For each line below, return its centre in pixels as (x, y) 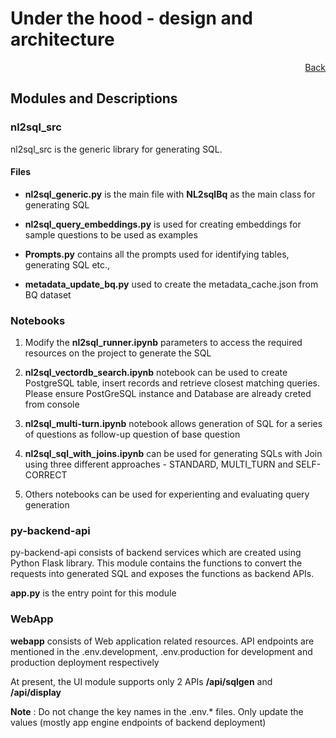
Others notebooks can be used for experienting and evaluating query (167, 494)
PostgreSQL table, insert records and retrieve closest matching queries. (172, 383)
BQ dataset (48, 294)
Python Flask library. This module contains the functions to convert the (156, 563)
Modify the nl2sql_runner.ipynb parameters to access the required (163, 343)
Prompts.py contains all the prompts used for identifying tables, (157, 254)
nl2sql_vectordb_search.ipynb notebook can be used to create (156, 373)
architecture (62, 39)
